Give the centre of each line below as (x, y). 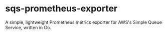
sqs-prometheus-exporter (61, 9)
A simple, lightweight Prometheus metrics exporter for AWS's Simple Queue (83, 22)
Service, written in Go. (28, 27)
